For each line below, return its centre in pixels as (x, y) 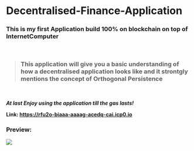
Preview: (19, 129)
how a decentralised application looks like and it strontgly (104, 71)
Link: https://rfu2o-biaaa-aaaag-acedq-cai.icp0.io (69, 114)
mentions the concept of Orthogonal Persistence (91, 79)
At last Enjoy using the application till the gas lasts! (70, 103)
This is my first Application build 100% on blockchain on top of (97, 29)
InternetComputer (32, 36)
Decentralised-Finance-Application (94, 11)
